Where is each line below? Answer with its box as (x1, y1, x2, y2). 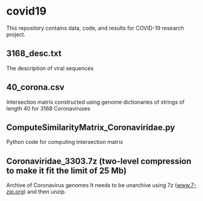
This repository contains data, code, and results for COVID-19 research (6, 24, 184, 32)
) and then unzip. (23, 188, 66, 196)
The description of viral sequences (6, 64, 94, 72)
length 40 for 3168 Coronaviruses (6, 104, 91, 112)
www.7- (176, 182, 197, 189)
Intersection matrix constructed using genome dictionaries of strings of (6, 98, 185, 106)
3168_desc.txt (6, 49, 62, 59)
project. (6, 30, 26, 38)
